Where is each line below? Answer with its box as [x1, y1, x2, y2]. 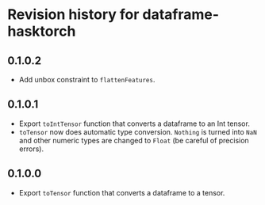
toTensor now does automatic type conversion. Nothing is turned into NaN [18, 127, 257, 136]
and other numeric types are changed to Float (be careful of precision [18, 135, 249, 145]
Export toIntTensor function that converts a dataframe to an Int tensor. [18, 119, 251, 128]
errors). [18, 144, 44, 154]
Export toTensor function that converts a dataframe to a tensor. [18, 188, 225, 197]
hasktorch [7, 22, 76, 40]
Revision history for [7, 6, 140, 24]
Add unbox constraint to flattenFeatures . [18, 75, 156, 84]
